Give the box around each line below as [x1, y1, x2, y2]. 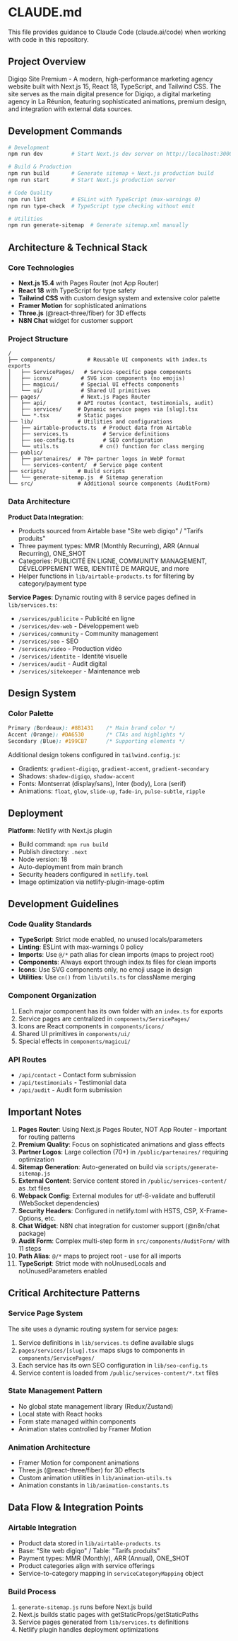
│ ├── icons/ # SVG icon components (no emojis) [8, 375, 186, 382]
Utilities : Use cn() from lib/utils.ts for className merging [18, 973, 196, 982]
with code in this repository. [8, 35, 89, 43]
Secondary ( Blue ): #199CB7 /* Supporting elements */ [8, 738, 186, 745]
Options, [18, 1214, 44, 1222]
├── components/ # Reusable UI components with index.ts [8, 356, 208, 363]
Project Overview [8, 56, 86, 68]
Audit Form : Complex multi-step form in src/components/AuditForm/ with [18, 1237, 230, 1245]
